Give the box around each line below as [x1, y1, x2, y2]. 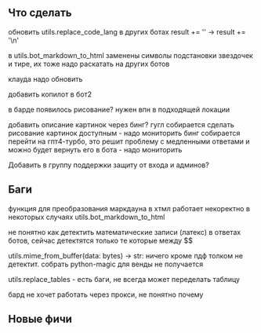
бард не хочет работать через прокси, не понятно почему [8, 290, 204, 299]
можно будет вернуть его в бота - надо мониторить [8, 145, 183, 154]
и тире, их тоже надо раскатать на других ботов [8, 59, 170, 68]
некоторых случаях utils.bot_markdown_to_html [8, 212, 165, 221]
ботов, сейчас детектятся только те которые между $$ [8, 236, 194, 245]
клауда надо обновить [8, 74, 83, 83]
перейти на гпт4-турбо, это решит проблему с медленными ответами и [8, 137, 250, 146]
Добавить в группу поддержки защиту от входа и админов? [8, 160, 209, 170]
